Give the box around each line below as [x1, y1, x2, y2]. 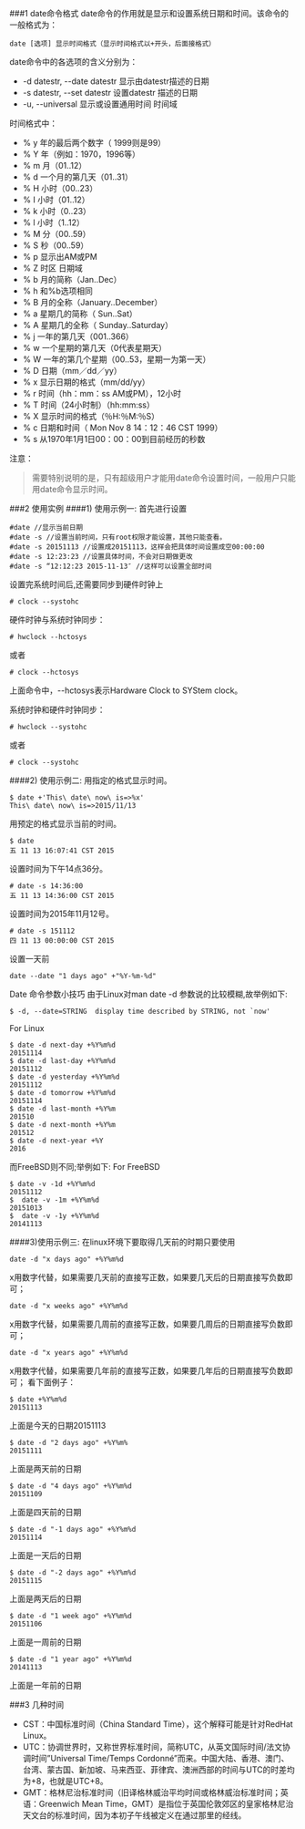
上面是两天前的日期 [9, 1463, 82, 1474]
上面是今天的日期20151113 [9, 1421, 107, 1431]
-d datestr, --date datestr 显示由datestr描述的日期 [22, 76, 209, 87]
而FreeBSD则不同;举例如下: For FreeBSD [9, 1162, 161, 1172]
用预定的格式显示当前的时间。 [9, 819, 121, 829]
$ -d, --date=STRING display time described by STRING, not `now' [9, 1007, 271, 1016]
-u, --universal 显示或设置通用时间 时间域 [22, 98, 178, 109]
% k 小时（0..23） [22, 206, 91, 216]
